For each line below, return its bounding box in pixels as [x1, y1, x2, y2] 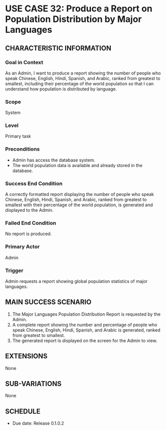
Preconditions [5, 146, 40, 153]
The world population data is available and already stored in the [12, 162, 143, 168]
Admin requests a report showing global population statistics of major [5, 278, 148, 284]
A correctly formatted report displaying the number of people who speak [5, 191, 154, 197]
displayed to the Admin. [5, 207, 54, 213]
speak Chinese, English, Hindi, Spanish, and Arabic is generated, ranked [12, 327, 161, 333]
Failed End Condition [5, 219, 56, 226]
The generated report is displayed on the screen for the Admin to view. [12, 338, 158, 344]
